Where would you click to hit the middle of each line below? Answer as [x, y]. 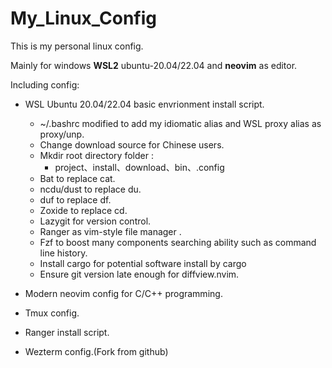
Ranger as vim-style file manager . [110, 231]
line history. [63, 253]
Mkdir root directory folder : [96, 155]
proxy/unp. [62, 134]
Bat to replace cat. [77, 178]
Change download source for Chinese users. [132, 144]
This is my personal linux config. [77, 46]
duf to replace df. [75, 199]
